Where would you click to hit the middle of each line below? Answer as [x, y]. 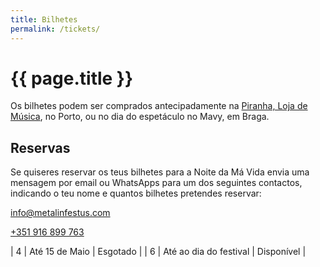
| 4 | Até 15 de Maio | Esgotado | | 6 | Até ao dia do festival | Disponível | [158, 252]
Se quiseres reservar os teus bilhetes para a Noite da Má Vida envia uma [160, 172]
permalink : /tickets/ [55, 29]
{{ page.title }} [72, 78]
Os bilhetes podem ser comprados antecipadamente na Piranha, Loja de [159, 106]
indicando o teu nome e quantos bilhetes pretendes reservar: [136, 193]
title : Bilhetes [44, 19]
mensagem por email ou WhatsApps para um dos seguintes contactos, [156, 183]
